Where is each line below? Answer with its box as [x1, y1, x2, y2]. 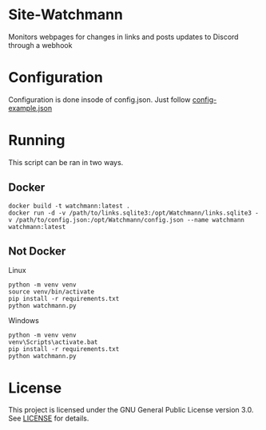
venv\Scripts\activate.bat [8, 338, 98, 346]
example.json [8, 103, 53, 112]
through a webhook [8, 40, 73, 49]
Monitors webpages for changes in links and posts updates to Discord [8, 32, 239, 41]
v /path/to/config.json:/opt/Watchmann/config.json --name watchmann [8, 215, 245, 224]
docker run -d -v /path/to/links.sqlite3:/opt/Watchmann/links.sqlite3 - [8, 209, 260, 217]
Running [8, 132, 66, 149]
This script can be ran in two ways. [8, 157, 124, 167]
